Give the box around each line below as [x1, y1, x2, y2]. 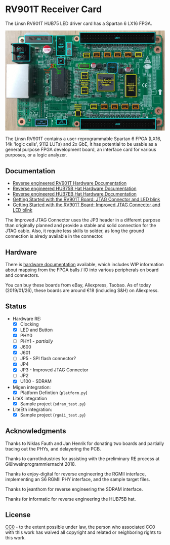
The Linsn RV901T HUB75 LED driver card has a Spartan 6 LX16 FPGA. [5, 20, 152, 26]
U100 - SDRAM [20, 378, 52, 384]
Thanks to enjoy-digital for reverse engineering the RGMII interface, [5, 471, 146, 477]
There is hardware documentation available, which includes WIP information [5, 262, 164, 268]
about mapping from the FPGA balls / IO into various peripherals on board [5, 267, 159, 273]
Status [5, 302, 27, 311]
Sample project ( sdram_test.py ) [20, 400, 86, 407]
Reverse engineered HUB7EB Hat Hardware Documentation [12, 191, 137, 197]
